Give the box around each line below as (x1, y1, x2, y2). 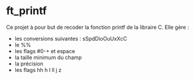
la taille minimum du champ (14, 54, 82, 61)
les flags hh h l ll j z (14, 66, 62, 73)
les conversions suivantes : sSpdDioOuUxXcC (14, 35, 128, 42)
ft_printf (6, 4, 47, 18)
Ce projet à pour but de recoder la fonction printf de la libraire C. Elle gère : (6, 24, 189, 31)
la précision (14, 60, 43, 67)
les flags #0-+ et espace (14, 47, 75, 54)
